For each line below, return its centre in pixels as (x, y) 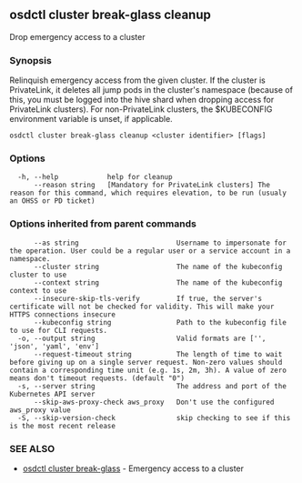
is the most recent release (63, 426)
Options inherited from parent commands (103, 224)
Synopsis (30, 60)
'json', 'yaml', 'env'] (55, 346)
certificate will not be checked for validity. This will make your (142, 307)
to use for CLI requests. (58, 330)
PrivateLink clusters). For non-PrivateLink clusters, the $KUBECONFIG (141, 109)
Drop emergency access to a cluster (77, 36)
